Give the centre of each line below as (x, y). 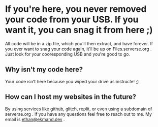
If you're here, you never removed (76, 9)
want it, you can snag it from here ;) (79, 30)
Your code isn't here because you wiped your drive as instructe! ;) (72, 81)
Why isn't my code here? (44, 70)
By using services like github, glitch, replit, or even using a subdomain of (79, 109)
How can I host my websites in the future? (71, 97)
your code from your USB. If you (72, 19)
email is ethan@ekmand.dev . (35, 119)
